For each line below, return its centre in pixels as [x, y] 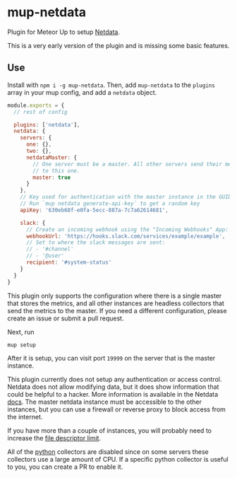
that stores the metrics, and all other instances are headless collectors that [116, 303]
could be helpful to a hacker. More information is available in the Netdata [113, 395]
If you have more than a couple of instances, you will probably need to [109, 431]
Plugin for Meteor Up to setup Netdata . [63, 32]
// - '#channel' [50, 249]
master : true [52, 177]
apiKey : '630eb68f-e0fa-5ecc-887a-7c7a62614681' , [95, 210]
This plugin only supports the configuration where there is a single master [115, 296]
